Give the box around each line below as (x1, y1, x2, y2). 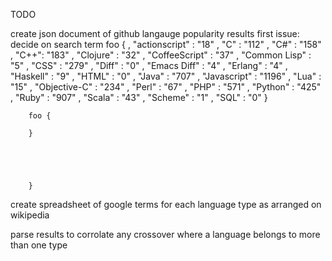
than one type (10, 239, 68, 251)
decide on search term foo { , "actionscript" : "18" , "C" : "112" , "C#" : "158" (10, 39, 322, 50)
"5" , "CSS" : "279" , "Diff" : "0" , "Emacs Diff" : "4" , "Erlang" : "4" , (10, 60, 288, 71)
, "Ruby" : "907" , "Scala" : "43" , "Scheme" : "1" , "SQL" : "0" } (10, 92, 268, 103)
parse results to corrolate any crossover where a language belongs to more (10, 229, 321, 240)
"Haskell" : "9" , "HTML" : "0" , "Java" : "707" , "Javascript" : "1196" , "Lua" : (10, 70, 322, 82)
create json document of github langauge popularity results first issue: (10, 28, 300, 39)
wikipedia (10, 209, 50, 221)
